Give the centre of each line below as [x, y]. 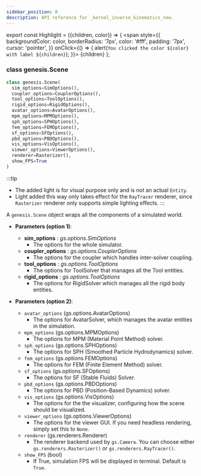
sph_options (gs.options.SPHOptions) [71, 345]
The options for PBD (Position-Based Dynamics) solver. [102, 390]
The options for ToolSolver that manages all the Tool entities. [109, 270]
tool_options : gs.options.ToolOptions [71, 263]
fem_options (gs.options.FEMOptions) [71, 358]
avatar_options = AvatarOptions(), [54, 111]
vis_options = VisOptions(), [46, 144]
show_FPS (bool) [43, 454]
